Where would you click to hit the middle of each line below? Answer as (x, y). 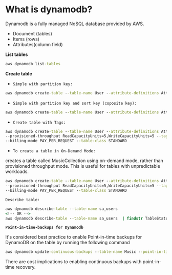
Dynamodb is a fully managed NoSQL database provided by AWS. (75, 24)
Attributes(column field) (38, 44)
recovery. (26, 267)
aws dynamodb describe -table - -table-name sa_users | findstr (74, 218)
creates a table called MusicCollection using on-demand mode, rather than (84, 161)
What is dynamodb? (49, 9)
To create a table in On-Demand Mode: (54, 151)
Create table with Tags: (39, 122)
